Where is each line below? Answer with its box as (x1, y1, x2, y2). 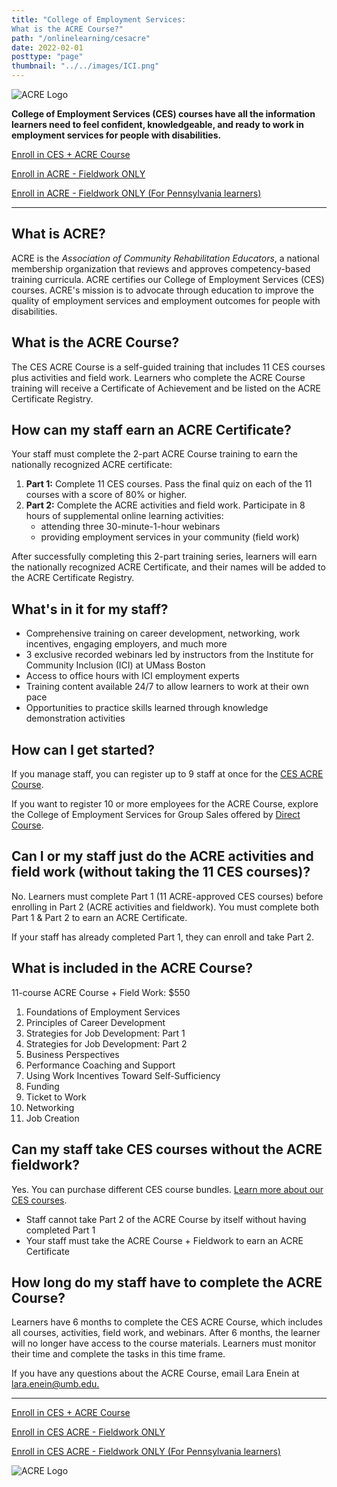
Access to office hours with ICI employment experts (25, 670, 240, 682)
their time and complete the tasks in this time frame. (11, 1348, 226, 1360)
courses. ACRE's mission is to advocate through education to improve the (11, 284, 314, 296)
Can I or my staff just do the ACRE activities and (11, 848, 314, 865)
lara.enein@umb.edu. (11, 1378, 100, 1390)
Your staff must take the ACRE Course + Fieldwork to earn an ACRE (25, 1234, 304, 1246)
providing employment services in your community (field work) (40, 531, 300, 543)
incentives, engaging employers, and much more (25, 638, 228, 650)
